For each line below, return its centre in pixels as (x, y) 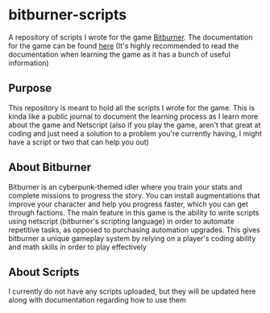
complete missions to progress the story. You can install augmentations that (134, 195)
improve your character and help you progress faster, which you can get (128, 204)
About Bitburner (50, 167)
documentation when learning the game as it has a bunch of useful (120, 54)
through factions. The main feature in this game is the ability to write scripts (134, 212)
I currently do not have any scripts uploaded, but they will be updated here (132, 291)
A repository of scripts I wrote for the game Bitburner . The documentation (131, 37)
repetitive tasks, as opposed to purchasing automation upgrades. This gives (134, 230)
